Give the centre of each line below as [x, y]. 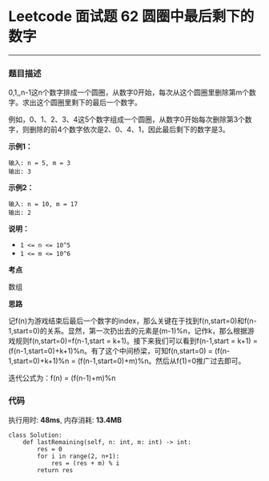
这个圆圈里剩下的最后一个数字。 [88, 103]
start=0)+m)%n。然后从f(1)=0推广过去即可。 [171, 361]
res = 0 [50, 449]
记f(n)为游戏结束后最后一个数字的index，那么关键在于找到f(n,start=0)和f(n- [133, 321]
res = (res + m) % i [85, 463]
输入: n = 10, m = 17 [43, 204]
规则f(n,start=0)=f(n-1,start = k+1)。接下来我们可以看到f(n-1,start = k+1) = [137, 341]
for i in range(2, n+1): [78, 456]
